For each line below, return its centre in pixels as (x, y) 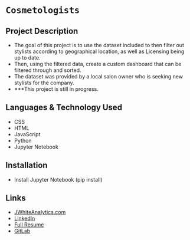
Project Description (42, 31)
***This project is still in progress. (56, 89)
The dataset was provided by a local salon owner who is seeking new (99, 76)
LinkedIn (24, 218)
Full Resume (29, 225)
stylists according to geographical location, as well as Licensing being (99, 51)
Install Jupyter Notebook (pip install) (58, 179)
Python (23, 140)
